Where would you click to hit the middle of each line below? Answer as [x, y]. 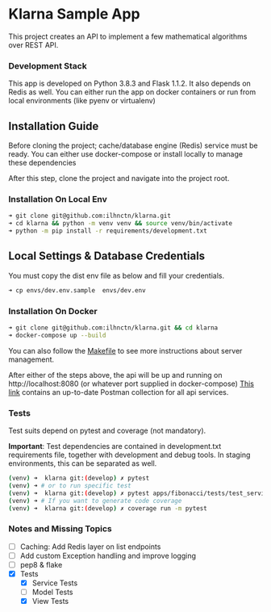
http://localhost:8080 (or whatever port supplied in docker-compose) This [131, 384]
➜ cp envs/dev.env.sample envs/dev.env [77, 290]
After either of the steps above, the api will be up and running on [115, 375]
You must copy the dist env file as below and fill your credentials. [117, 275]
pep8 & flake [41, 564]
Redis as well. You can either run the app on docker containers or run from [132, 92]
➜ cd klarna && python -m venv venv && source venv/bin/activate [120, 224]
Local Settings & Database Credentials [107, 256]
